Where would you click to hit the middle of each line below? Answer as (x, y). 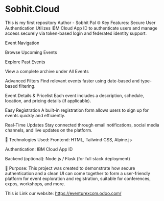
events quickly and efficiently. (35, 115)
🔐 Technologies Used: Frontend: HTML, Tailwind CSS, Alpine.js (69, 139)
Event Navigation (22, 43)
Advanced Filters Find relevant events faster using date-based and (72, 81)
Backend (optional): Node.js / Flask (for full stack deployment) (68, 158)
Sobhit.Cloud (32, 9)
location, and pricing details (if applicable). (48, 100)
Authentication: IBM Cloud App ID (39, 149)
